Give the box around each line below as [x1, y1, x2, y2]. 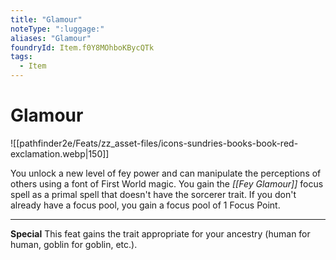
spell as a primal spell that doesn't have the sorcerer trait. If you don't [10, 188, 297, 200]
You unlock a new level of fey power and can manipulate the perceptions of [10, 167, 322, 179]
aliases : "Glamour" [10, 33, 92, 43]
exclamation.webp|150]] [10, 147, 110, 160]
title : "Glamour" [10, 14, 83, 25]
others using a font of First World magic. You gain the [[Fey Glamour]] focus [10, 177, 324, 190]
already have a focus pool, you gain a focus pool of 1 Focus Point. [10, 199, 281, 211]
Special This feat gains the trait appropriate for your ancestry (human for [10, 227, 311, 240]
